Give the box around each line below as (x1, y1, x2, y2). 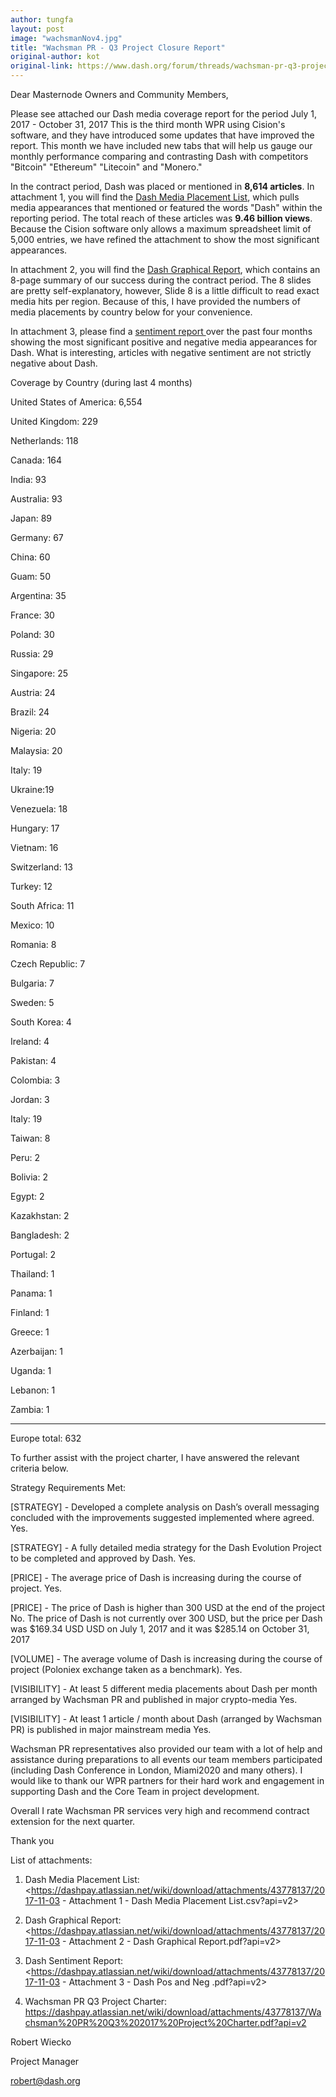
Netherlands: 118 (10, 435, 79, 446)
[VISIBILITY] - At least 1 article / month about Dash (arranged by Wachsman (10, 1713, 323, 1725)
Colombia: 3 (10, 1074, 61, 1086)
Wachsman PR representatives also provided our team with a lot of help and (10, 1743, 323, 1755)
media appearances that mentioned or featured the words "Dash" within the (10, 202, 323, 213)
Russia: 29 (10, 648, 54, 660)
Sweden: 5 (10, 997, 55, 1008)
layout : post (10, 24, 65, 34)
